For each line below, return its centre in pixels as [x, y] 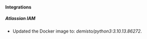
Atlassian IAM [20, 18]
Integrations [18, 7]
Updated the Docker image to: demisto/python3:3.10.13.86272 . [77, 31]
